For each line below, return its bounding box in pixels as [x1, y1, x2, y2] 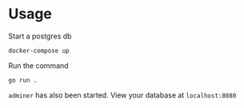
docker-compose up [8, 46, 70, 54]
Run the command [8, 61, 70, 70]
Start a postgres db [8, 31, 72, 41]
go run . [8, 76, 38, 84]
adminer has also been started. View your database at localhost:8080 [8, 90, 237, 100]
